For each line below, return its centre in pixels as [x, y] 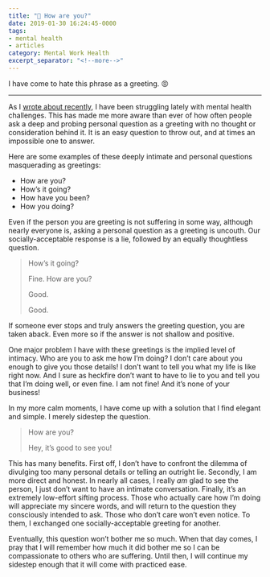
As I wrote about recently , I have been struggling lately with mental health [130, 106]
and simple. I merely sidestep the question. [80, 416]
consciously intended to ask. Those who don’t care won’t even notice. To [129, 514]
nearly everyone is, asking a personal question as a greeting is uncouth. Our [135, 230]
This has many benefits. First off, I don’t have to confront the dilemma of [128, 463]
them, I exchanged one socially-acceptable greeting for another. [115, 523]
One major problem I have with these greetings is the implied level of [122, 349]
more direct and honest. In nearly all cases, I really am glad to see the [123, 480]
